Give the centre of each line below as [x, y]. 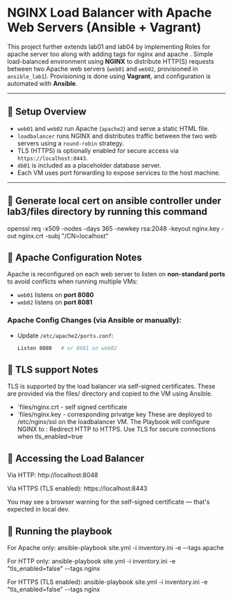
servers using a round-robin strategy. [71, 143]
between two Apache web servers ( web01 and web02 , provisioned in [103, 69]
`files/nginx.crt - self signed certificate [72, 407]
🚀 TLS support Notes [53, 370]
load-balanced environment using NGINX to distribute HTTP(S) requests [111, 61]
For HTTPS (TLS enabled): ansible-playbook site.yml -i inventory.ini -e [107, 582]
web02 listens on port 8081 [55, 302]
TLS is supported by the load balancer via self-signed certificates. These [111, 387]
